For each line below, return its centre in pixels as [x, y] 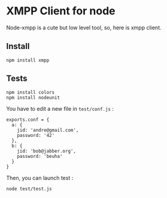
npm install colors [31, 92]
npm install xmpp [28, 60]
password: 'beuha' [40, 156]
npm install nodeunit [33, 98]
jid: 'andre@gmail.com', [48, 130]
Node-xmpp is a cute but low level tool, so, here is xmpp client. [84, 28]
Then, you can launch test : [40, 178]
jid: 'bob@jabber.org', [47, 151]
